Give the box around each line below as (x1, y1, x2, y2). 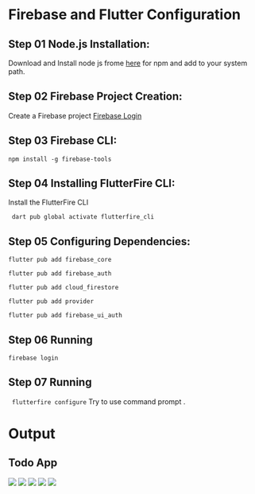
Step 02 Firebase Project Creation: (8, 90, 183, 103)
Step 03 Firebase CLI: (8, 134, 118, 148)
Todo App (8, 456, 58, 470)
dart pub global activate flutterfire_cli (11, 213, 155, 221)
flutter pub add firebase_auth (8, 270, 112, 278)
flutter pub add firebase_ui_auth (8, 312, 123, 320)
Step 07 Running (8, 375, 92, 389)
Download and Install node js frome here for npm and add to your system (8, 58, 248, 68)
